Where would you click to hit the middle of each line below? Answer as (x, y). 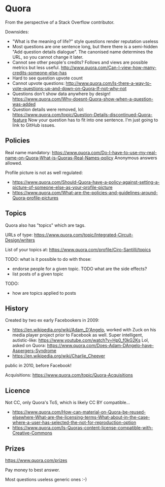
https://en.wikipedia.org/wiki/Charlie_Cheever (59, 356)
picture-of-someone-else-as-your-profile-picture (62, 187)
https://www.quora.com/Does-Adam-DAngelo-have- (100, 346)
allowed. (14, 163)
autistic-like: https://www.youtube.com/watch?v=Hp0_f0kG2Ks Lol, (81, 340)
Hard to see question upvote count (47, 78)
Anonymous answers (136, 158)
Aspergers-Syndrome (34, 351)
